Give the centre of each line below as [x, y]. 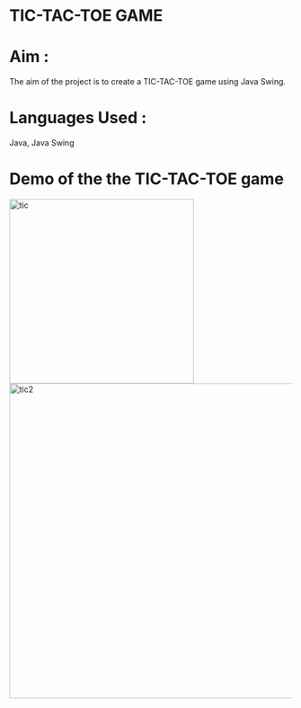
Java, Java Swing [42, 143]
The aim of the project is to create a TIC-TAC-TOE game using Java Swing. [147, 82]
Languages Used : [78, 118]
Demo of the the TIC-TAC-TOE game [147, 179]
